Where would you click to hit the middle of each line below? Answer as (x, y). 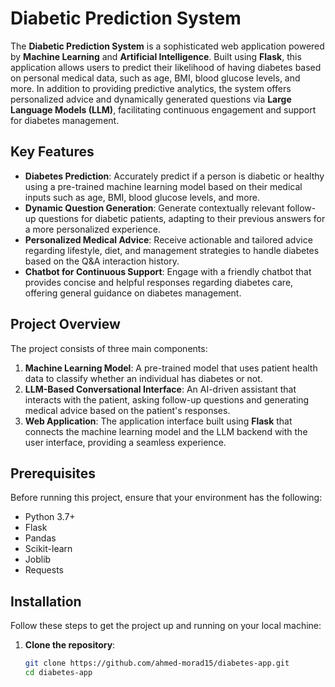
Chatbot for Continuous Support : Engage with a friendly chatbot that (168, 271)
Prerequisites (53, 473)
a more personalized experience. (92, 229)
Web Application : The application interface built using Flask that (158, 421)
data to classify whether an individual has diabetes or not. (143, 378)
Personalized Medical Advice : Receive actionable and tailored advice (168, 239)
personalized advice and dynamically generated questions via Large (151, 99)
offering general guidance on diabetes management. (133, 293)
